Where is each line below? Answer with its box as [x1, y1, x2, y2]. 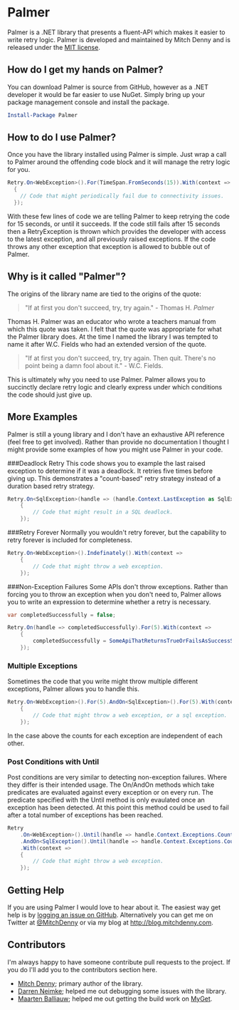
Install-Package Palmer [7, 111, 78, 118]
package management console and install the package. [7, 98, 169, 106]
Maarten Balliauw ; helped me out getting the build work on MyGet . [17, 994, 213, 1003]
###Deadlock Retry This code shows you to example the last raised [7, 459, 206, 467]
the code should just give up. [7, 390, 92, 399]
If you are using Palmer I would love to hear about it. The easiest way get [7, 903, 221, 912]
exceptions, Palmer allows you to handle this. [7, 685, 140, 693]
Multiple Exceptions [7, 660, 78, 670]
